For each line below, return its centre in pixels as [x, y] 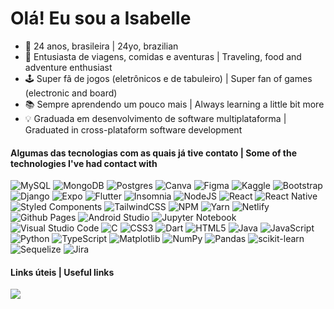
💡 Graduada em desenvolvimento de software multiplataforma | [155, 118]
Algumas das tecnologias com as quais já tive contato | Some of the [154, 153]
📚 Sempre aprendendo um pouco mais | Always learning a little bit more [174, 104]
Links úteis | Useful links [62, 272]
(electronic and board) [71, 93]
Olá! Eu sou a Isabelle [101, 18]
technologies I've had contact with [84, 163]
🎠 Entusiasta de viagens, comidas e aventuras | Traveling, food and [163, 56]
